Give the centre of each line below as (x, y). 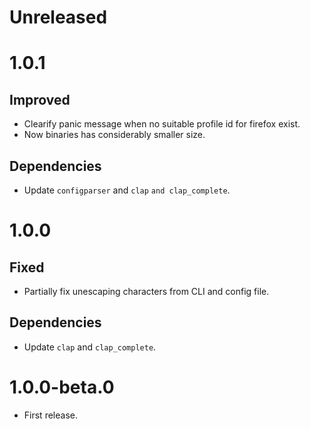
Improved (40, 99)
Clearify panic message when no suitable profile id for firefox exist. (162, 124)
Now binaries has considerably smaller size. (114, 135)
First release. (50, 415)
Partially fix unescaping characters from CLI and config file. (146, 291)
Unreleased (58, 17)
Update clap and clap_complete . (90, 347)
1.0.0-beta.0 (62, 387)
